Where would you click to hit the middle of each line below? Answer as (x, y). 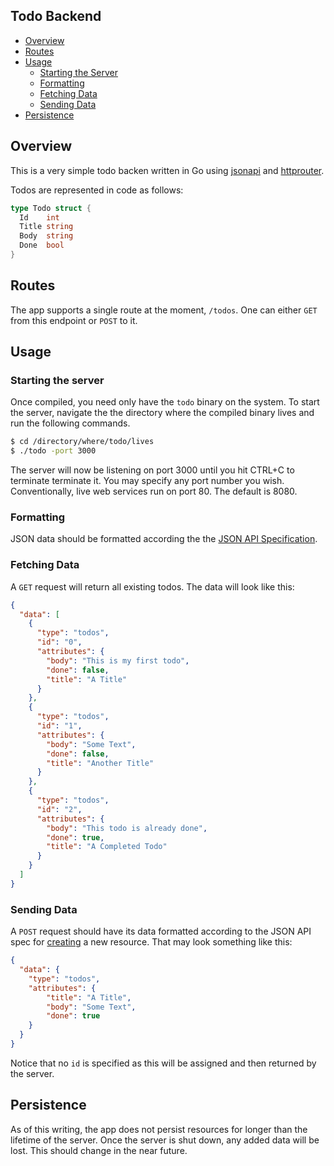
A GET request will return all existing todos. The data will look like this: (152, 586)
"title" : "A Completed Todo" (107, 847)
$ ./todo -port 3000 (53, 451)
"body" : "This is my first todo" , (118, 660)
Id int (39, 217)
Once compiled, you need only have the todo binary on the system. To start (165, 402)
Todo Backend (56, 16)
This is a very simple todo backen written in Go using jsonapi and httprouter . (167, 170)
